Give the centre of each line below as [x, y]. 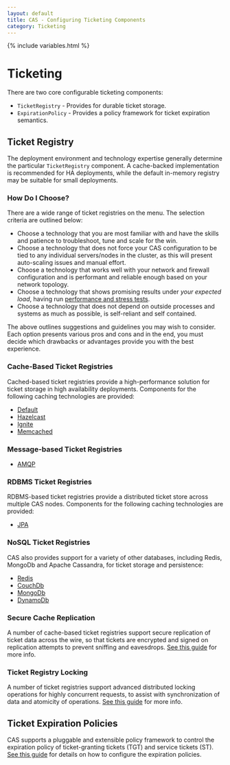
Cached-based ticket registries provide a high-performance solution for [108, 381]
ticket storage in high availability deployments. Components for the [102, 389]
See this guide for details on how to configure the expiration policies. [104, 755]
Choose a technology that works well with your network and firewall [113, 270]
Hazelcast [31, 416]
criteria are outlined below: [45, 220]
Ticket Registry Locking [47, 672]
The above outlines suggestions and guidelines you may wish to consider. [112, 327]
